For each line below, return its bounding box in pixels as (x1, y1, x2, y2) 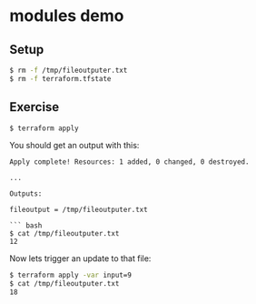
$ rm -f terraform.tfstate (9, 74, 112, 83)
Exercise (9, 99, 60, 115)
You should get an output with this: (9, 140, 140, 151)
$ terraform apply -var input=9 (9, 270, 132, 280)
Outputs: (9, 189, 43, 198)
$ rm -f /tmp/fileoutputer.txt (9, 66, 128, 75)
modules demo (9, 5, 124, 26)
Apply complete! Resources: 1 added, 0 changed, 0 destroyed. (9, 157, 250, 167)
